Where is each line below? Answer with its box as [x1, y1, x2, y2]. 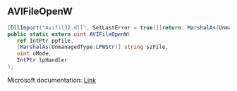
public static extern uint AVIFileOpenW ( [7, 31, 131, 38]
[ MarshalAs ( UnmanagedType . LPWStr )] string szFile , [16, 43, 169, 51]
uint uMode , [16, 50, 52, 57]
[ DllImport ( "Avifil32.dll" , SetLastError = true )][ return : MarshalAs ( [7, 24, 219, 31]
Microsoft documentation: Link [7, 76, 97, 84]
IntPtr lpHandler [16, 57, 68, 64]
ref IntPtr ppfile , [16, 37, 74, 44]
